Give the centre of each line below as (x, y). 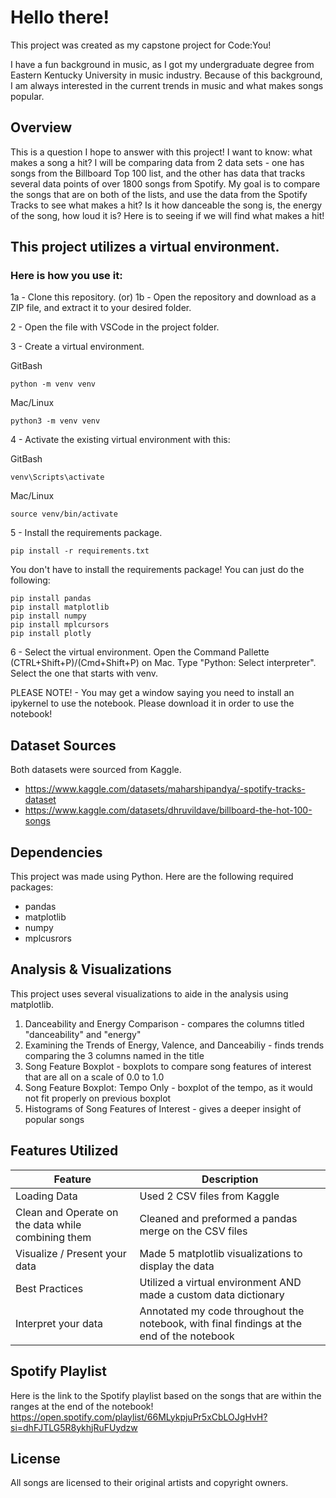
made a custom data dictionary (212, 1294)
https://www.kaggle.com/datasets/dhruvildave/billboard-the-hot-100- (168, 810)
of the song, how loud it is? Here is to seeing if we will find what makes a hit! (167, 215)
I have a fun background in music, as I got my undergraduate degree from (162, 64)
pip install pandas (51, 599)
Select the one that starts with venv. (84, 673)
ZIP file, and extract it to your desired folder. (101, 308)
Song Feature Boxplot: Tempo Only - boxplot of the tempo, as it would (168, 1087)
